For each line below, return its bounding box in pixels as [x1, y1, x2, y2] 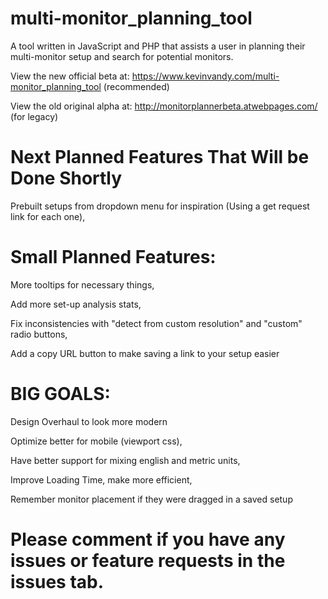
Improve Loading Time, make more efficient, [10, 473, 193, 486]
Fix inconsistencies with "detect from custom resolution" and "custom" [10, 317, 303, 329]
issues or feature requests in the [10, 549, 286, 572]
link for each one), [10, 210, 86, 222]
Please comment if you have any [10, 528, 286, 551]
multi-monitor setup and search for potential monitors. [10, 50, 234, 62]
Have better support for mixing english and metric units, [10, 454, 241, 466]
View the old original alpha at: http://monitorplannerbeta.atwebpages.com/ [10, 100, 318, 112]
